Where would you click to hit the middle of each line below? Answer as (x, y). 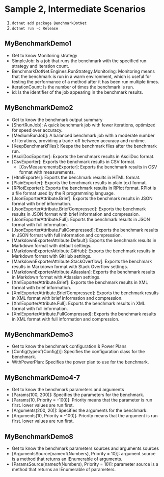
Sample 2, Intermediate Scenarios (75, 9)
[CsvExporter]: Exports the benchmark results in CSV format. (73, 161)
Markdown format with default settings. (52, 245)
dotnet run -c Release (35, 28)
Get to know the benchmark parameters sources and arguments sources (85, 448)
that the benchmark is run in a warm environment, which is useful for (81, 76)
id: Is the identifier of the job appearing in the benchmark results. (77, 92)
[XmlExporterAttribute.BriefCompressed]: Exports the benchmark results (85, 293)
